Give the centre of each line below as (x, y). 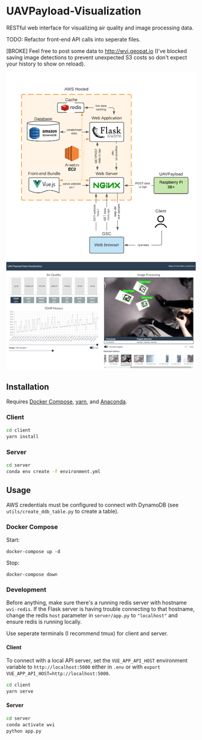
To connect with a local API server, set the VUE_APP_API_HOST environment (97, 661)
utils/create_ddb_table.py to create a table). (63, 511)
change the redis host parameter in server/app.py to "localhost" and (92, 616)
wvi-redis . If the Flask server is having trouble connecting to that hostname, (100, 609)
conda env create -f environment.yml (54, 471)
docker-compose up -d (33, 551)
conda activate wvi (31, 725)
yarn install (23, 436)
